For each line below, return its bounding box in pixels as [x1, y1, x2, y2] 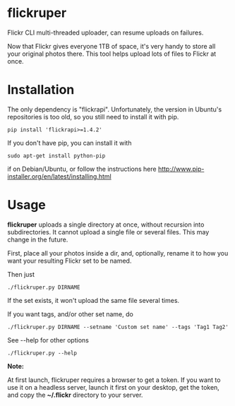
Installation [7, 82, 75, 98]
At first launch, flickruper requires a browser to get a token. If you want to [7, 376, 221, 384]
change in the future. [7, 235, 68, 244]
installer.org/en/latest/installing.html [7, 172, 112, 181]
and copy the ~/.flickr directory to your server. [7, 390, 143, 399]
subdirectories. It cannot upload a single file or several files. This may [7, 227, 210, 236]
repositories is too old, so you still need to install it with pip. [7, 112, 179, 121]
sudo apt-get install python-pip [7, 152, 106, 160]
